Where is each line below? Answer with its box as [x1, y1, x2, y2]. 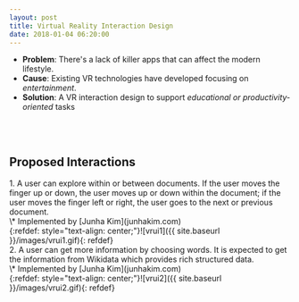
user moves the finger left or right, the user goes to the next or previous [9, 197, 274, 208]
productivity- [242, 92, 291, 103]
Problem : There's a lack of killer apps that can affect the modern [21, 55, 261, 65]
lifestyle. [21, 63, 54, 74]
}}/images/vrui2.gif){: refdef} [9, 282, 116, 293]
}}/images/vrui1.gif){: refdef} [9, 235, 114, 246]
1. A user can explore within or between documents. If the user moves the [9, 178, 280, 189]
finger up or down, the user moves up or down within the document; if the [9, 188, 281, 198]
